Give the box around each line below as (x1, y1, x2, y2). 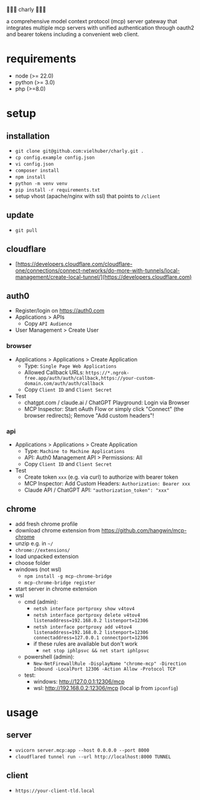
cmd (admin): (24, 598, 58, 605)
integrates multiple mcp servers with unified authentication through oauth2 (6, 24, 195, 31)
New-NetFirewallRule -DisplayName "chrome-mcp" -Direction (33, 660, 187, 667)
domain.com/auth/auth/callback (24, 380, 104, 387)
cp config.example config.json (15, 155, 95, 161)
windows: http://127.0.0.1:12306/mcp (33, 678, 125, 685)
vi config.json (15, 161, 54, 167)
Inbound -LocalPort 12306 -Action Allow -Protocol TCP (33, 666, 176, 672)
